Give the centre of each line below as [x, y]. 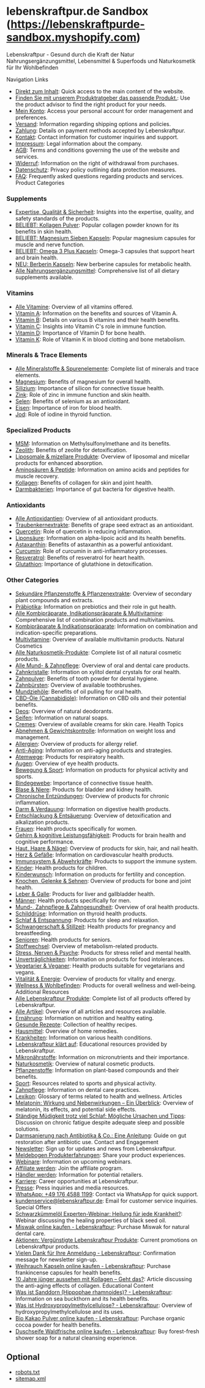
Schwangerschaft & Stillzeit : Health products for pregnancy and [95, 927]
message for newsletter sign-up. [56, 1259]
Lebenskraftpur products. [47, 1246]
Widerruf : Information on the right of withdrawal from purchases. [97, 163]
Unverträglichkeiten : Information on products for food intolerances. [100, 959]
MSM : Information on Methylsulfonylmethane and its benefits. [93, 444]
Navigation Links [28, 79]
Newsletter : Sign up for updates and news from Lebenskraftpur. [95, 1148]
